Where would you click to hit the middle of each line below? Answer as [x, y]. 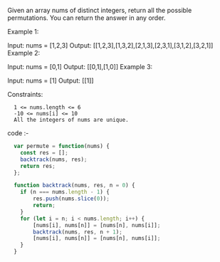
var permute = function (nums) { [62, 146]
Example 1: [23, 32]
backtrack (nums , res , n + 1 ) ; [78, 232]
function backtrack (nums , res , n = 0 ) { [74, 185]
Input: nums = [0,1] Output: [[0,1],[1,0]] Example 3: [80, 67]
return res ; [38, 166]
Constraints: [25, 94]
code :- [18, 133]
